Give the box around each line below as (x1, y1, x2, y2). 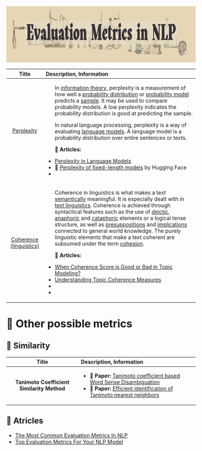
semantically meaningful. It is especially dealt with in (55, 195, 185, 202)
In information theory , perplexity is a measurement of (55, 84, 186, 91)
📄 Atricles (6, 416, 44, 426)
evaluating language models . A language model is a (55, 127, 182, 135)
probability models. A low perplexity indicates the (55, 103, 177, 110)
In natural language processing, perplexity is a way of (55, 121, 187, 129)
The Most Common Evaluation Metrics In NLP (14, 432, 128, 439)
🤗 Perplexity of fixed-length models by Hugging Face (55, 163, 187, 171)
